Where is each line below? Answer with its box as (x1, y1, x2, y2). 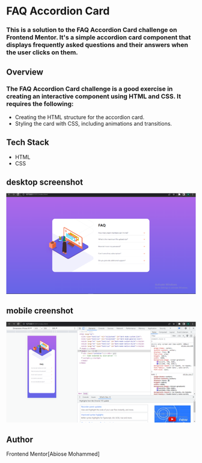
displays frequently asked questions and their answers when (6, 41, 188, 49)
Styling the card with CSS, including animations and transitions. (14, 120, 173, 127)
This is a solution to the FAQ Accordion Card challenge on (6, 26, 177, 34)
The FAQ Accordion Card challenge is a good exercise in (6, 85, 173, 93)
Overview (6, 67, 44, 77)
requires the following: (6, 100, 74, 108)
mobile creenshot (6, 305, 74, 316)
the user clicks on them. (6, 48, 78, 57)
